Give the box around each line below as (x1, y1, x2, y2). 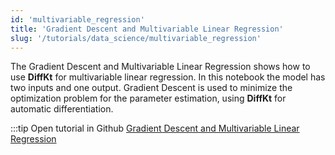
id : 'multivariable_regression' (10, 14, 145, 25)
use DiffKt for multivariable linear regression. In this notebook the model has (10, 71, 326, 83)
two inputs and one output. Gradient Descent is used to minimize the (10, 82, 293, 94)
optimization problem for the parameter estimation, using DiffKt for (10, 92, 287, 105)
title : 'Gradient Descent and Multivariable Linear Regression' (10, 24, 284, 34)
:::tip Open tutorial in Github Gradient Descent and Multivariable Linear (10, 122, 300, 135)
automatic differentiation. (10, 103, 114, 115)
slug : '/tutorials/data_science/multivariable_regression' (10, 33, 262, 43)
